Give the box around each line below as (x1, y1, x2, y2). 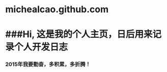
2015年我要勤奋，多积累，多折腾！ (5, 61, 91, 68)
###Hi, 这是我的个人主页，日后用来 (5, 29, 153, 40)
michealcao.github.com (5, 4, 109, 15)
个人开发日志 (14, 41, 68, 53)
